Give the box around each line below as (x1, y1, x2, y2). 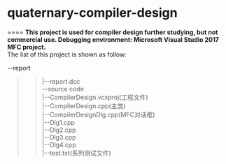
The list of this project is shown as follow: (7, 50, 127, 59)
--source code (41, 84, 84, 93)
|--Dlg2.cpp (41, 126, 76, 134)
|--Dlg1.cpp (41, 118, 76, 126)
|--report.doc (41, 77, 80, 85)
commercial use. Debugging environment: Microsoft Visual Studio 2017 (7, 35, 219, 43)
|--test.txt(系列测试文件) (41, 149, 112, 157)
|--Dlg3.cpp (41, 133, 76, 141)
